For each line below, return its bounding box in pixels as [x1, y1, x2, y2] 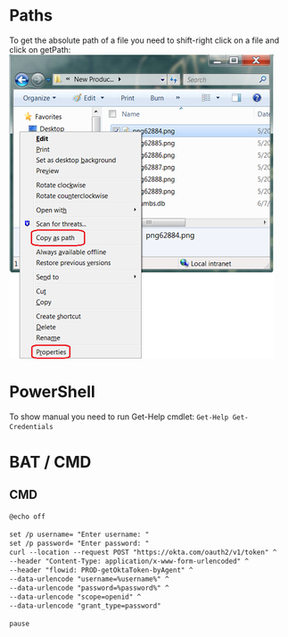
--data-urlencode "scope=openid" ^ [9, 592, 142, 601]
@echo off [9, 512, 46, 521]
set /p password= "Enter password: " [9, 539, 150, 548]
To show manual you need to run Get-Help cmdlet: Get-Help [9, 411, 229, 422]
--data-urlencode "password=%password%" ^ [9, 583, 169, 592]
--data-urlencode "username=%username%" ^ [9, 575, 169, 583]
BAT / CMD [9, 452, 92, 473]
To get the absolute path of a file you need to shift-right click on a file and [9, 35, 280, 45]
